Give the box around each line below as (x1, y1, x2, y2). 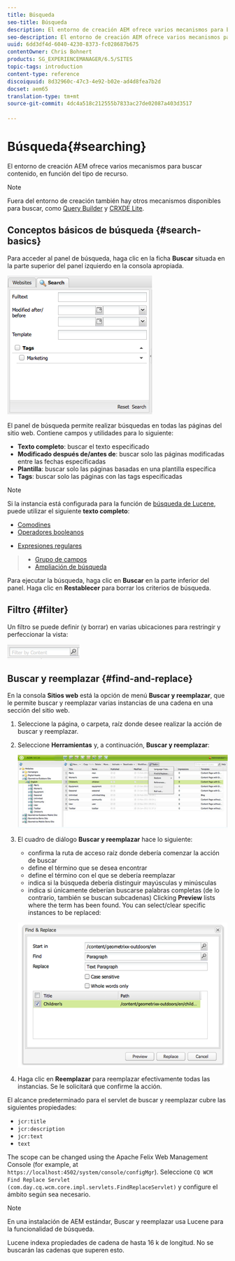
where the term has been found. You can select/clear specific (27, 901, 206, 909)
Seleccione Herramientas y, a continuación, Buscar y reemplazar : (17, 741, 210, 749)
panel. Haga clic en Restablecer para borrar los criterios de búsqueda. (7, 583, 211, 592)
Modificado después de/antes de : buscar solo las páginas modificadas (17, 449, 225, 458)
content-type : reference (7, 70, 80, 77)
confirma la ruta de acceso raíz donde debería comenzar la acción (27, 848, 220, 857)
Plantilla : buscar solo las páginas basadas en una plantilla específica (17, 464, 216, 473)
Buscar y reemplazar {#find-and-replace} (7, 673, 193, 685)
